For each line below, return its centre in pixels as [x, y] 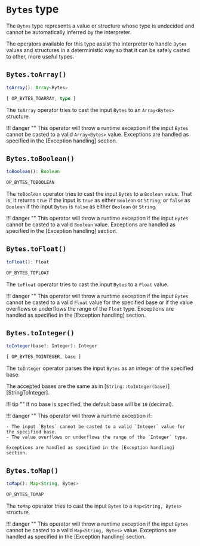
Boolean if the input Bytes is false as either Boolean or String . [81, 207]
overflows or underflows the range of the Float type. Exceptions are [90, 308]
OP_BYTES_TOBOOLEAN [30, 183]
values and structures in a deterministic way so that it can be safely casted [98, 50]
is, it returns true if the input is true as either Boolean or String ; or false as [98, 201]
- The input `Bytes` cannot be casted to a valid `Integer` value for [96, 427]
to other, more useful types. [40, 56]
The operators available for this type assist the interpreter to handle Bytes [96, 44]
